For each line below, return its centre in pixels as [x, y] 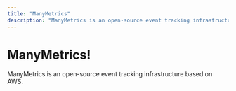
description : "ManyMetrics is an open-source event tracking [99, 20]
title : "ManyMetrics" [39, 14]
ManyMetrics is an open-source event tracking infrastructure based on [110, 74]
